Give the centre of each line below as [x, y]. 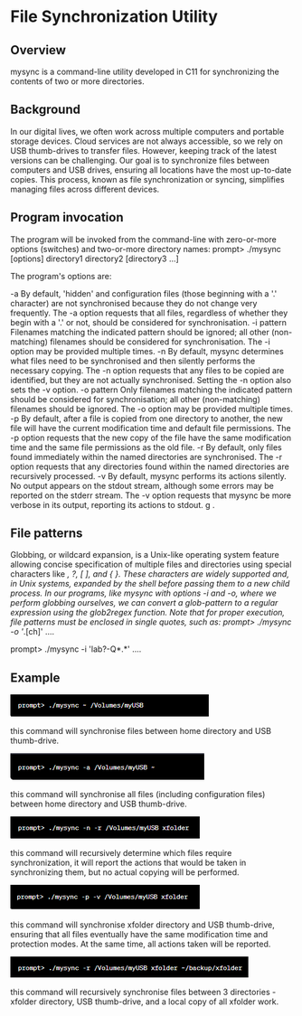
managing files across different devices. [85, 189]
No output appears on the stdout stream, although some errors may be [142, 485]
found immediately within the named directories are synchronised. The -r [146, 456]
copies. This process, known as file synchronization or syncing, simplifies [147, 179]
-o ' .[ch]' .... [33, 632]
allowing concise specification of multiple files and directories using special [151, 564]
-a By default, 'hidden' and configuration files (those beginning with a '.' [144, 293]
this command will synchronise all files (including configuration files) [138, 795]
